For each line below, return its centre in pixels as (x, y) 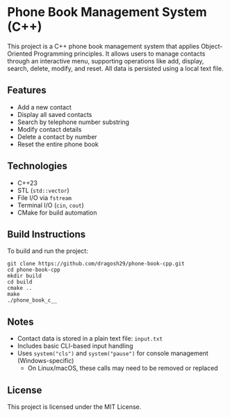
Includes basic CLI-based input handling (75, 346)
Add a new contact (44, 107)
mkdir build (24, 276)
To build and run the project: (48, 251)
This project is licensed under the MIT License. (74, 407)
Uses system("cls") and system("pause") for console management (113, 353)
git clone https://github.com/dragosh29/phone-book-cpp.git (96, 264)
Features (27, 90)
